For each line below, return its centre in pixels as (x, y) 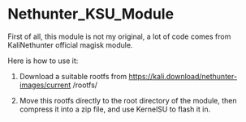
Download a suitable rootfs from (73, 76)
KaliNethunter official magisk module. (70, 44)
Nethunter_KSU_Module (91, 14)
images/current (45, 85)
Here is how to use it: (43, 61)
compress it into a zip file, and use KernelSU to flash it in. (115, 109)
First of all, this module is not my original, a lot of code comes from (119, 36)
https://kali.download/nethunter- (183, 76)
